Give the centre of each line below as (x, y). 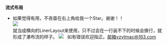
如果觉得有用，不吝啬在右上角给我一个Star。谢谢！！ (68, 18)
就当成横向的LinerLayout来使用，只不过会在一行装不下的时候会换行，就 (87, 30)
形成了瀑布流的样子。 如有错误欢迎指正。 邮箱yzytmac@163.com (84, 37)
